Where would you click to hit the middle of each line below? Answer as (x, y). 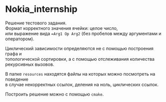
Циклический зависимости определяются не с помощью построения (79, 48)
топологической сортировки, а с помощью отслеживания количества (80, 59)
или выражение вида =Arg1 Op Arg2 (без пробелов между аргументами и (83, 33)
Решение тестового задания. (36, 23)
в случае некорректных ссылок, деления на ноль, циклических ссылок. (82, 84)
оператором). (20, 39)
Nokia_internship (41, 9)
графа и (13, 54)
